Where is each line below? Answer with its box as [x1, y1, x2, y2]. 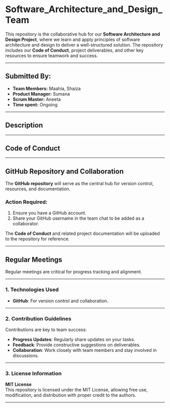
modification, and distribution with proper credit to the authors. [5, 392, 137, 398]
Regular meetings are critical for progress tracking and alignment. [5, 269, 143, 275]
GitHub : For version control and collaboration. [12, 298, 109, 304]
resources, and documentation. [5, 186, 71, 192]
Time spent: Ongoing [12, 101, 58, 107]
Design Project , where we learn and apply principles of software [5, 36, 140, 43]
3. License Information [5, 370, 62, 377]
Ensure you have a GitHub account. [12, 210, 87, 216]
